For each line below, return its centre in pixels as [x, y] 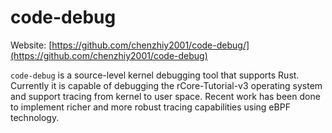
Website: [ [31, 45]
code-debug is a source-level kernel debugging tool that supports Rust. [155, 75]
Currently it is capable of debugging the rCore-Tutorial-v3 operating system [166, 85]
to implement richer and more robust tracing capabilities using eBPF [150, 107]
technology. [35, 117]
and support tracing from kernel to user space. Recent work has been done [165, 96]
